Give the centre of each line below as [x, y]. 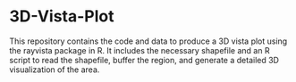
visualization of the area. [55, 70]
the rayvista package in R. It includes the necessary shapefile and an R [140, 50]
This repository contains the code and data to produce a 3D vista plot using [148, 41]
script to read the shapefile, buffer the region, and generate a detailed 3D [144, 60]
